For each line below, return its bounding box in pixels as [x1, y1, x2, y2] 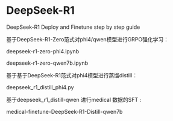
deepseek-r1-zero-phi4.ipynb [6, 47, 80, 55]
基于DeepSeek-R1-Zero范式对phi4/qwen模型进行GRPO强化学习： [6, 35, 169, 43]
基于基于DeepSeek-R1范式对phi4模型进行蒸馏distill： [6, 71, 137, 78]
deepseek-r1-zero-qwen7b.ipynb [6, 59, 89, 66]
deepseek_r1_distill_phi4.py [6, 83, 74, 90]
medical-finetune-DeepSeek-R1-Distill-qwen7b [6, 108, 123, 115]
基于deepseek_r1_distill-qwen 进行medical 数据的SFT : [6, 96, 142, 103]
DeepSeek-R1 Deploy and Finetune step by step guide [6, 23, 140, 31]
